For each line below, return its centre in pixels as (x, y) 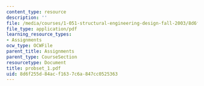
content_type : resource (36, 12)
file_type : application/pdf (42, 29)
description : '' (27, 18)
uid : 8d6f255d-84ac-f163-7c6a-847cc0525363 (62, 74)
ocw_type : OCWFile (29, 46)
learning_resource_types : (39, 35)
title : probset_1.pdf (34, 68)
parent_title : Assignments (40, 51)
